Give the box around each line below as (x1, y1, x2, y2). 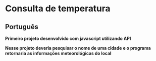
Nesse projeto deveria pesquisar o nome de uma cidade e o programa (5, 45, 151, 51)
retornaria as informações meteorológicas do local (5, 50, 111, 56)
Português (5, 23, 39, 31)
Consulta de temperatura (5, 3, 110, 14)
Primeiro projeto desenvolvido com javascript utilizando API (5, 35, 131, 41)
